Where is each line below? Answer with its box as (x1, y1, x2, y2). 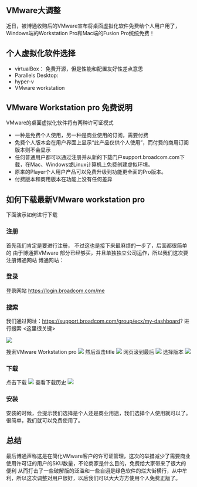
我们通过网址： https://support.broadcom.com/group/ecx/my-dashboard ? (6, 317, 183, 324)
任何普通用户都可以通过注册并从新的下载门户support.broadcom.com (14, 154, 180, 161)
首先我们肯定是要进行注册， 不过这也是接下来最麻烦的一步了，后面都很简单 (6, 242, 188, 249)
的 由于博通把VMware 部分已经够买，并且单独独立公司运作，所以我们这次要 (6, 249, 189, 256)
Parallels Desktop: (14, 72, 59, 79)
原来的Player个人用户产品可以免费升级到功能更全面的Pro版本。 (14, 168, 167, 175)
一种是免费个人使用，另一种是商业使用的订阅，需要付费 (14, 131, 148, 139)
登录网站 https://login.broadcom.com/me (6, 287, 105, 294)
